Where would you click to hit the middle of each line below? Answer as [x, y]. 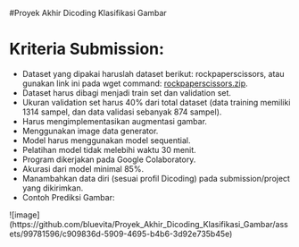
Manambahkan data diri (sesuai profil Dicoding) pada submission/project [156, 178]
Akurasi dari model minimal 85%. [83, 168]
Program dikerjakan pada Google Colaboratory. [109, 159]
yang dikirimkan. [53, 188]
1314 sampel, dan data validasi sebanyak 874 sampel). [122, 112]
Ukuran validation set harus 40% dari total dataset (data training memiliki [156, 102]
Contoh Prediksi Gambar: [68, 197]
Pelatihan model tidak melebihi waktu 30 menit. [109, 149]
